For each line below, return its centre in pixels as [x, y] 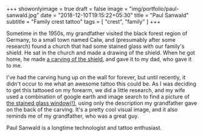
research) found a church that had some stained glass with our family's [95, 46]
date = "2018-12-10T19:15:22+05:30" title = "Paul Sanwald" [115, 15]
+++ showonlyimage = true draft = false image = [67, 9]
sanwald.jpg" [23, 15]
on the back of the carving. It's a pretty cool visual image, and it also [92, 109]
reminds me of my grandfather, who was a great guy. [73, 116]
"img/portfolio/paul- [154, 9]
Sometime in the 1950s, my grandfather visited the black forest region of [97, 33]
